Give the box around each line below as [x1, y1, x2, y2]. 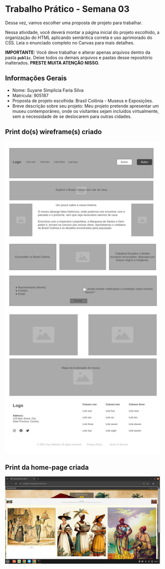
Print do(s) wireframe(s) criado [5, 128, 102, 136]
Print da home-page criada [5, 463, 89, 471]
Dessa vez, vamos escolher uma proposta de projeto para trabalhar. [5, 20, 142, 26]
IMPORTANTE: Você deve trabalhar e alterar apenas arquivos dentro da [5, 49, 151, 55]
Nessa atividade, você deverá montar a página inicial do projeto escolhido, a [5, 29, 160, 35]
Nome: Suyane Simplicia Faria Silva [12, 87, 84, 93]
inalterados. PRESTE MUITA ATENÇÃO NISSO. [5, 60, 100, 66]
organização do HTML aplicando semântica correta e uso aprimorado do [5, 35, 153, 40]
